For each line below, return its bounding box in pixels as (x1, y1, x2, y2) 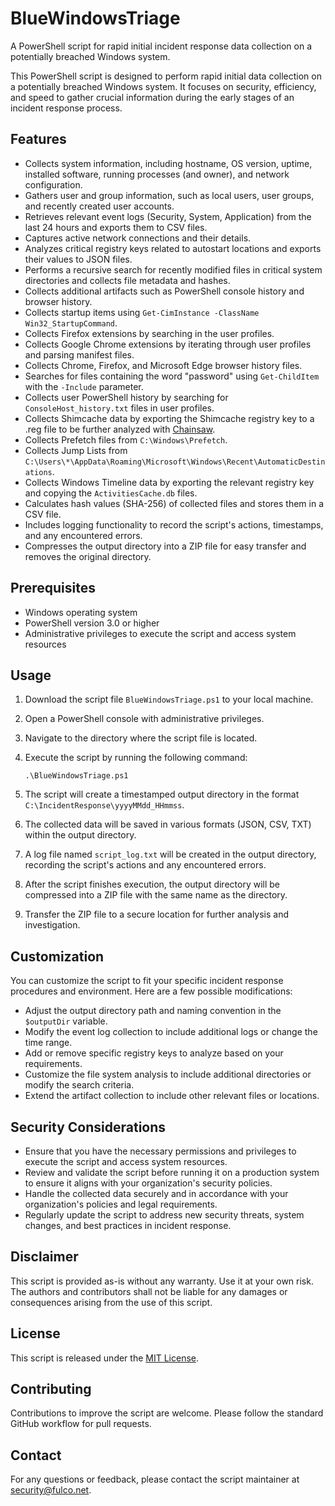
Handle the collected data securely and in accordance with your (24, 1188, 289, 1199)
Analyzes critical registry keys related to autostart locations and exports (24, 242, 322, 254)
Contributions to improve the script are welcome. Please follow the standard (10, 1407, 324, 1419)
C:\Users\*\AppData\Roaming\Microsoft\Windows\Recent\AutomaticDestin (24, 457, 326, 467)
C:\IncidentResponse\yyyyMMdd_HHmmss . (24, 799, 185, 811)
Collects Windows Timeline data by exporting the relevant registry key (24, 476, 315, 488)
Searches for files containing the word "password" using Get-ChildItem (24, 370, 320, 382)
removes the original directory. (24, 550, 152, 562)
